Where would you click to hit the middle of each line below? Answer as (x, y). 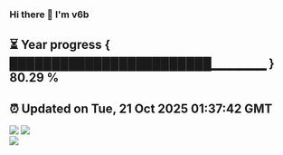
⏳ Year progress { (60, 45)
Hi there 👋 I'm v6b (49, 15)
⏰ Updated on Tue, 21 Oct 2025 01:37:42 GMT (141, 108)
